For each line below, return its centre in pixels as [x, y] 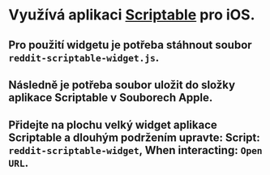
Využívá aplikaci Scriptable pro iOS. [132, 15]
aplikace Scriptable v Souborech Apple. [111, 98]
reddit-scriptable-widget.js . [84, 57]
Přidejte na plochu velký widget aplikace [113, 125]
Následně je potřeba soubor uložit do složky [122, 85]
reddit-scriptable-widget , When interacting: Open [135, 150]
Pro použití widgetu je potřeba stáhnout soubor [131, 45]
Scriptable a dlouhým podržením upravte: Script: [135, 138]
